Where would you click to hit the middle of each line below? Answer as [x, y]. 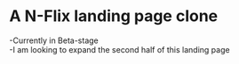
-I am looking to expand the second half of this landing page [119, 49]
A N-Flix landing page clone [114, 16]
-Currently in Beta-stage [54, 40]
